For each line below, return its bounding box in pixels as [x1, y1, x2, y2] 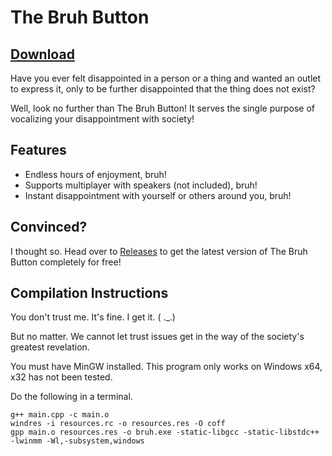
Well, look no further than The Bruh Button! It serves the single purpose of [10, 102, 316, 114]
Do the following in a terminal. [10, 391, 133, 403]
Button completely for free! [10, 256, 122, 268]
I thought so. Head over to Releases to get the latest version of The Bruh [10, 245, 308, 257]
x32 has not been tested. [10, 371, 113, 383]
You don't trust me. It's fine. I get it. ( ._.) [10, 311, 176, 323]
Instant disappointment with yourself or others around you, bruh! [24, 189, 292, 201]
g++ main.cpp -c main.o [10, 410, 110, 420]
